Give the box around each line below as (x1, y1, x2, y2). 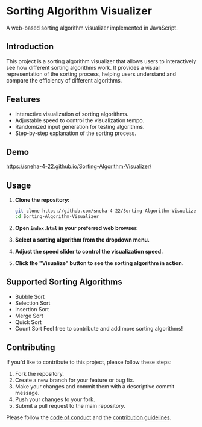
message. (14, 389, 40, 396)
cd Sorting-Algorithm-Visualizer (14, 214, 99, 220)
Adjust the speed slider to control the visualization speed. (14, 248, 163, 255)
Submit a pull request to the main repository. (14, 402, 125, 409)
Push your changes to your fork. (14, 396, 95, 403)
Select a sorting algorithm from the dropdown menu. (14, 236, 150, 243)
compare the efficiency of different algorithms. (6, 76, 122, 84)
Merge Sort (14, 312, 43, 319)
